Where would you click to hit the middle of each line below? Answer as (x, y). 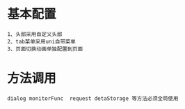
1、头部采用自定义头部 (35, 34)
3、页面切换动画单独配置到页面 (45, 49)
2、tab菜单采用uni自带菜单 (42, 41)
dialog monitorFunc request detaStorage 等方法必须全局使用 (93, 98)
